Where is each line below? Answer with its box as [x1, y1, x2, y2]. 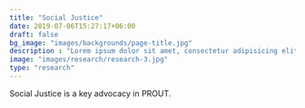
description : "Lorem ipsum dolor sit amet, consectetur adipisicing [9, 47, 279, 56]
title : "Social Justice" [9, 13, 103, 22]
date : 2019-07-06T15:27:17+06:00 [9, 22, 136, 31]
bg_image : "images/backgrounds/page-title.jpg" [9, 38, 193, 48]
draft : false [9, 30, 59, 39]
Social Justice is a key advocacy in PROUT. [9, 87, 172, 99]
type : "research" [9, 64, 75, 73]
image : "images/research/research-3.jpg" [9, 55, 169, 64]
